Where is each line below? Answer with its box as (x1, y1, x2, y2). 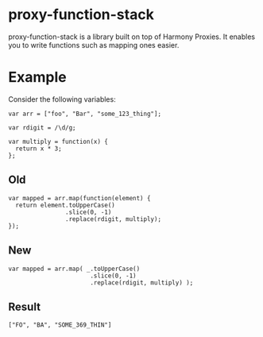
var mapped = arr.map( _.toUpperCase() (8, 265, 141, 273)
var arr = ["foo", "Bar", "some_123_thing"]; (8, 110, 161, 118)
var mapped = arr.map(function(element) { (8, 194, 151, 202)
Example (8, 68, 67, 87)
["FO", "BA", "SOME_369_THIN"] (8, 321, 112, 329)
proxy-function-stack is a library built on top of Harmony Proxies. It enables (8, 32, 256, 41)
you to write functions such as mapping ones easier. (8, 40, 180, 49)
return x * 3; (15, 145, 62, 153)
